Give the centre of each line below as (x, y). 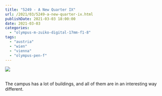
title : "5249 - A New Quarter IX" (40, 10)
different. (14, 89)
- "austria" (22, 42)
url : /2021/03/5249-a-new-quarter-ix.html (49, 14)
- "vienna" (21, 51)
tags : (11, 37)
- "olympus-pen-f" (28, 55)
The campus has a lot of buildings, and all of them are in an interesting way (81, 84)
